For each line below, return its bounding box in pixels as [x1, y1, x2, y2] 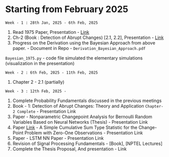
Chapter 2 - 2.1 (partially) [12, 79, 65, 85]
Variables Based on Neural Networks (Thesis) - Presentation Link [12, 119, 148, 125]
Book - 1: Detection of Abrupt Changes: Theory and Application [12, 102, 145, 109]
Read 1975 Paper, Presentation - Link [12, 29, 89, 35]
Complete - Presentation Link [17, 108, 77, 114]
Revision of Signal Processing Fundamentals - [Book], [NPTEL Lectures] [12, 140, 162, 146]
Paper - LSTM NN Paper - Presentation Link [12, 135, 104, 141]
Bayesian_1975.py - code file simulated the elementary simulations [5, 55, 143, 61]
